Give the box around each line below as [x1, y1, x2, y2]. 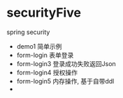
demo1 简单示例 [16, 42, 62, 50]
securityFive [6, 5, 82, 21]
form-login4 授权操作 [16, 68, 78, 76]
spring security [6, 28, 50, 36]
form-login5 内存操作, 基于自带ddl [16, 76, 115, 85]
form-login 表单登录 [16, 51, 74, 59]
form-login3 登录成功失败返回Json [16, 59, 116, 67]
